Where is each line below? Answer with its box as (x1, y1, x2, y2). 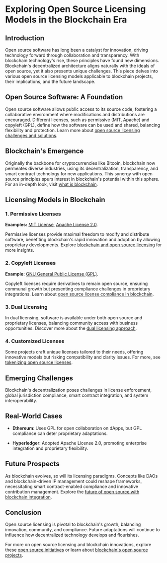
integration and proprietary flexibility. (12, 445, 88, 451)
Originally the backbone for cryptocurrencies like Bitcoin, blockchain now (5, 160, 156, 166)
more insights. (5, 247, 34, 253)
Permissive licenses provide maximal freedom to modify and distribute (5, 231, 150, 237)
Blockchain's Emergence (5, 147, 84, 155)
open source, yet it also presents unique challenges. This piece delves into (5, 68, 158, 74)
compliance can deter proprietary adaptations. (12, 430, 108, 436)
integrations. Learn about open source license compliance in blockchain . (5, 291, 154, 297)
